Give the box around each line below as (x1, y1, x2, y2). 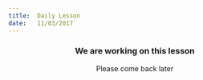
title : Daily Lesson (8, 11, 81, 20)
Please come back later (95, 63, 174, 73)
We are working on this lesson (75, 46, 195, 57)
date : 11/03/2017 (8, 19, 74, 27)
